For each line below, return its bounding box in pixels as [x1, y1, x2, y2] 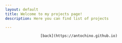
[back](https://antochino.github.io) [40, 33, 118, 39]
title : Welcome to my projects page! [5, 12, 83, 16]
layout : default [5, 7, 38, 12]
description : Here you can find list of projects [5, 16, 109, 21]
